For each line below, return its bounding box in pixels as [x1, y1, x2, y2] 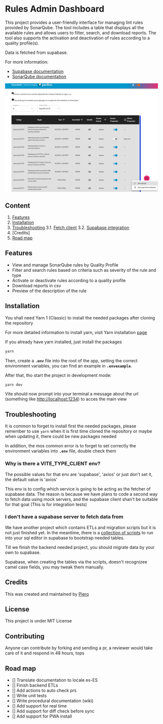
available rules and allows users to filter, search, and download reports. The [5, 30, 157, 35]
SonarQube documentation [12, 73, 66, 79]
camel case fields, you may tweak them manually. [5, 564, 104, 570]
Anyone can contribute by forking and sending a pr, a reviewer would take [5, 645, 153, 651]
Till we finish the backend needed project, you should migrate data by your [5, 544, 155, 550]
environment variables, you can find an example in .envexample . [5, 363, 132, 369]
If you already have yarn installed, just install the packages [5, 339, 122, 345]
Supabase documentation [12, 68, 64, 74]
